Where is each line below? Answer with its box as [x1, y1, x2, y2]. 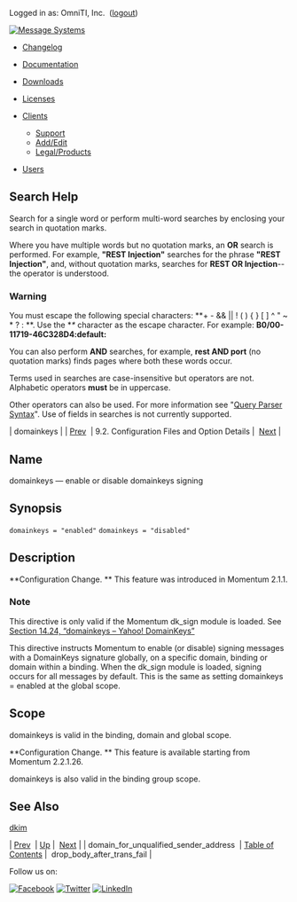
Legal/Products [35, 146, 91, 157]
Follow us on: [9, 867, 58, 877]
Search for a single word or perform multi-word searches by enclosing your [9, 213, 285, 224]
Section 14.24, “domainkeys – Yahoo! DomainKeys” [9, 625, 195, 636]
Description [9, 550, 75, 566]
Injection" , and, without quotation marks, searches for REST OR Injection [9, 258, 277, 269]
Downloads [21, 76, 64, 87]
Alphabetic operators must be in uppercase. [9, 382, 171, 393]
